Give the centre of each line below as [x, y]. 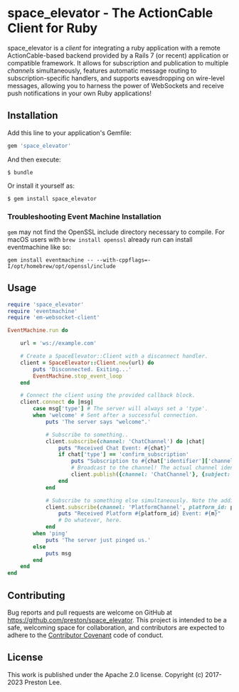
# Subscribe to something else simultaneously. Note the [132, 500]
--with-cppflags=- [124, 260]
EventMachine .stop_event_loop [78, 376]
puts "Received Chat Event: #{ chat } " [114, 448]
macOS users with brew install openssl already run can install [100, 239]
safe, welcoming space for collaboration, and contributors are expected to [116, 628]
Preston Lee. [43, 682]
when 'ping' [51, 534]
